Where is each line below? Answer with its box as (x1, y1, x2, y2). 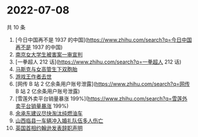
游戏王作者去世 (15, 73, 52, 80)
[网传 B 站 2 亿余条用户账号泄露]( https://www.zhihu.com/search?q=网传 (15, 80, 190, 87)
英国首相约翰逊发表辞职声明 (15, 124, 83, 131)
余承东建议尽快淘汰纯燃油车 (15, 109, 83, 116)
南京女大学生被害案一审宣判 (15, 51, 83, 58)
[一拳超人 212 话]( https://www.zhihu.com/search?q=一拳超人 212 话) (15, 58, 181, 65)
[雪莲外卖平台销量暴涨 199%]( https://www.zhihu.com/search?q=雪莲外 (15, 95, 188, 102)
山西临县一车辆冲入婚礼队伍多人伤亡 (15, 117, 104, 124)
